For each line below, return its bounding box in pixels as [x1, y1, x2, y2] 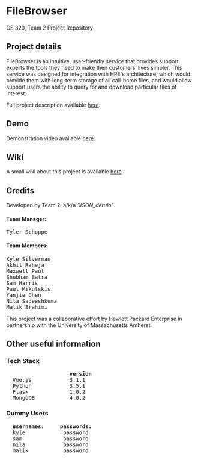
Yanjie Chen [6, 291, 41, 299]
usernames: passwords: [12, 423, 92, 430]
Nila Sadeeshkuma [6, 297, 57, 305]
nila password [12, 441, 89, 448]
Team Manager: [6, 215, 47, 222]
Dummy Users [6, 409, 49, 418]
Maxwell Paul [6, 267, 45, 275]
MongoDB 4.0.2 [12, 394, 86, 402]
